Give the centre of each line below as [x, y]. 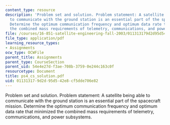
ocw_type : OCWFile [25, 52]
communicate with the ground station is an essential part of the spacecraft [83, 101]
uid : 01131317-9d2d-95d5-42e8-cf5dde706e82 [52, 81]
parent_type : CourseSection [35, 62]
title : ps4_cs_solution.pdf [35, 76]
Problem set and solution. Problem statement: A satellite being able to [78, 95]
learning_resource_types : [32, 43]
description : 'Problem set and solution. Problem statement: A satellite [85, 15]
